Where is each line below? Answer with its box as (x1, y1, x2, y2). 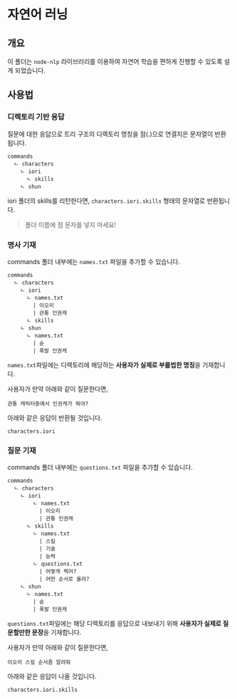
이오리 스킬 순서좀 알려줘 (7, 659, 71, 666)
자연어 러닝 (7, 6, 68, 23)
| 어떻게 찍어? (38, 568, 77, 575)
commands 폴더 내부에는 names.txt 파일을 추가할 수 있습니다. (7, 257, 181, 266)
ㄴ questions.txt (33, 560, 83, 568)
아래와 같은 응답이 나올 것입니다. (7, 672, 98, 680)
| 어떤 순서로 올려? (38, 576, 90, 583)
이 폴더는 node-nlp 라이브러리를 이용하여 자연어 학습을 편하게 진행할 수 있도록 (7, 58, 223, 65)
